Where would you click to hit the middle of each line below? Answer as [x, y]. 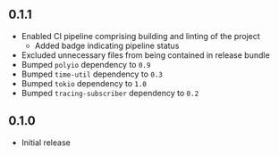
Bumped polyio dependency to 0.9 [86, 64]
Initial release [46, 143]
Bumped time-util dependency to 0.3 [92, 74]
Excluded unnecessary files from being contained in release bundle [145, 55]
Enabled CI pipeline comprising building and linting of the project [140, 36]
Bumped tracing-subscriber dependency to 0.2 [110, 93]
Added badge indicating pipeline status [107, 45]
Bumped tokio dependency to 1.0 [84, 83]
